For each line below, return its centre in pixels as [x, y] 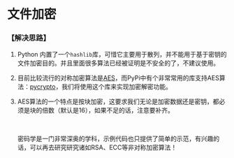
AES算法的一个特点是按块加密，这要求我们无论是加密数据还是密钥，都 [118, 101]
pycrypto [43, 87]
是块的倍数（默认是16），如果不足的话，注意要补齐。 [99, 110]
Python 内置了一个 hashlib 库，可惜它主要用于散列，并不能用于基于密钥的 [122, 55]
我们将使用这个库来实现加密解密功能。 [117, 87]
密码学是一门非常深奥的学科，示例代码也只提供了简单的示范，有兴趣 [115, 139]
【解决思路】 [29, 38]
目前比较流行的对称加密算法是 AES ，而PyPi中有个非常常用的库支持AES [118, 78]
